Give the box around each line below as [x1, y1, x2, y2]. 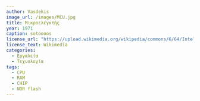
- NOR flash [11, 86, 42, 92]
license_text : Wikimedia [6, 42, 68, 48]
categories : [6, 48, 36, 53]
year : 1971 [6, 25, 33, 31]
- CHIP [11, 81, 28, 87]
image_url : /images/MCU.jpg [6, 14, 76, 20]
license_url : [6, 36, 39, 42]
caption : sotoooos [6, 31, 52, 37]
